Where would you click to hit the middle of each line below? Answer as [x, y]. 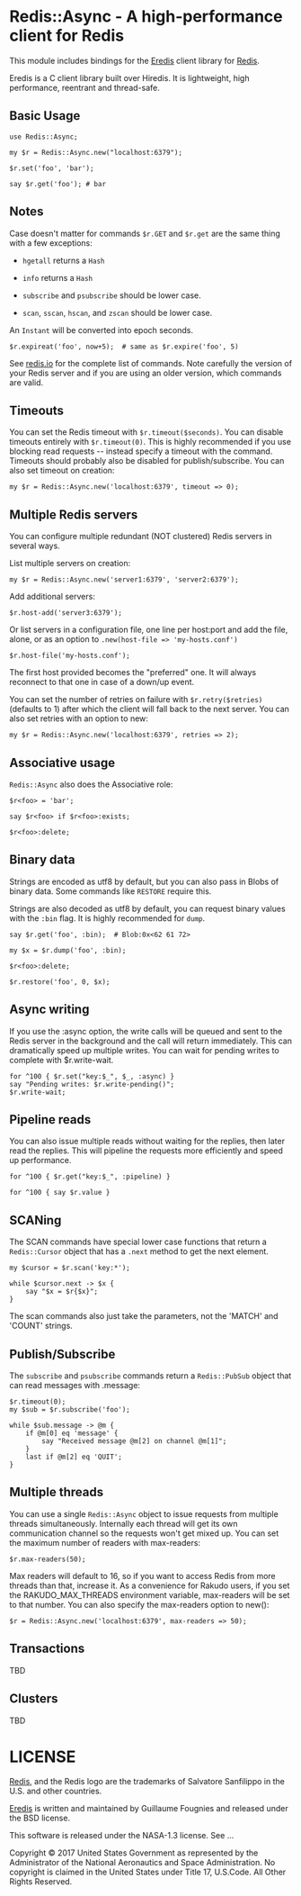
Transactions [47, 1649]
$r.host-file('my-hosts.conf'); [70, 656]
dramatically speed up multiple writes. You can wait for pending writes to [145, 1050]
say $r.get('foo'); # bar [58, 184]
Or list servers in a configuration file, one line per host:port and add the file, [149, 630]
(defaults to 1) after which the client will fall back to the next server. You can [150, 709]
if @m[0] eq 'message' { [72, 1433]
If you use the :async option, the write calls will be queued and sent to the [146, 1031]
